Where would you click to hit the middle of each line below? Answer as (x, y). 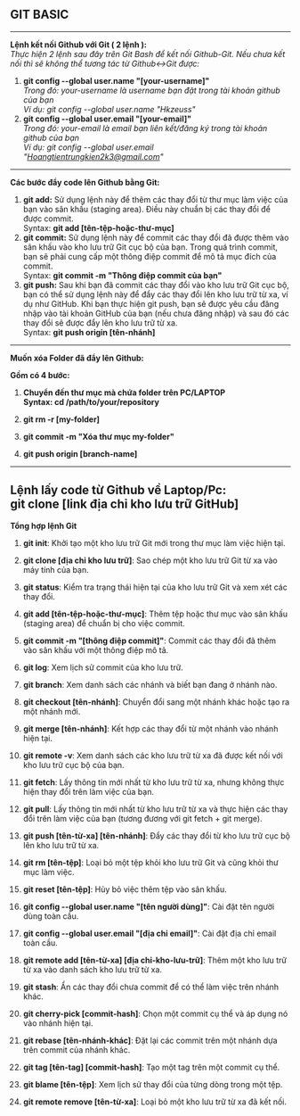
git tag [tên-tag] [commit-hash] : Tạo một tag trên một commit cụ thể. (151, 1067)
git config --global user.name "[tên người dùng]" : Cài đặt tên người (149, 906)
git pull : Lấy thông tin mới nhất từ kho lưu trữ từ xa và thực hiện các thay (155, 809)
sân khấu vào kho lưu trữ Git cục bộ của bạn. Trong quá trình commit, (150, 247)
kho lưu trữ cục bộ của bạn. (73, 765)
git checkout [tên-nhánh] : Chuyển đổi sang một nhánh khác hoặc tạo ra (156, 702)
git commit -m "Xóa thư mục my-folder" (98, 436)
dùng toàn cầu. (51, 916)
